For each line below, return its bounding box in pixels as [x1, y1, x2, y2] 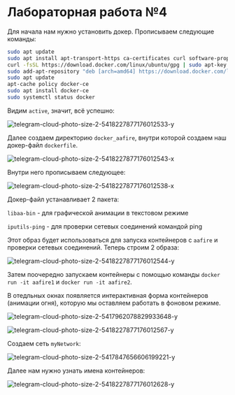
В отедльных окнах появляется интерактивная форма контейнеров [7, 291, 208, 299]
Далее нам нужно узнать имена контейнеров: [7, 366, 145, 375]
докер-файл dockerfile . [7, 141, 78, 149]
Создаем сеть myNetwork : [7, 339, 82, 347]
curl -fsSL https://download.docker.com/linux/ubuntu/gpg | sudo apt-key [7, 61, 227, 69]
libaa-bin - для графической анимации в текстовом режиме [7, 208, 189, 217]
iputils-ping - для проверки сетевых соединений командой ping [7, 222, 203, 231]
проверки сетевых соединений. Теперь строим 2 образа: [7, 243, 180, 252]
